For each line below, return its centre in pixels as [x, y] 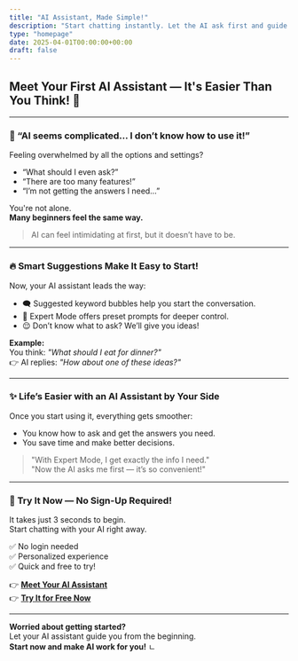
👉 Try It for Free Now [50, 598]
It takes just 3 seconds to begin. [67, 520]
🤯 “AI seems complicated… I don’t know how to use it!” [129, 136]
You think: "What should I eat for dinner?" [86, 352]
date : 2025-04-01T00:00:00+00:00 [71, 42]
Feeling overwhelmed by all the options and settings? [106, 155]
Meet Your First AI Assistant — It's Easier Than [141, 87]
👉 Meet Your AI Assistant [59, 585]
